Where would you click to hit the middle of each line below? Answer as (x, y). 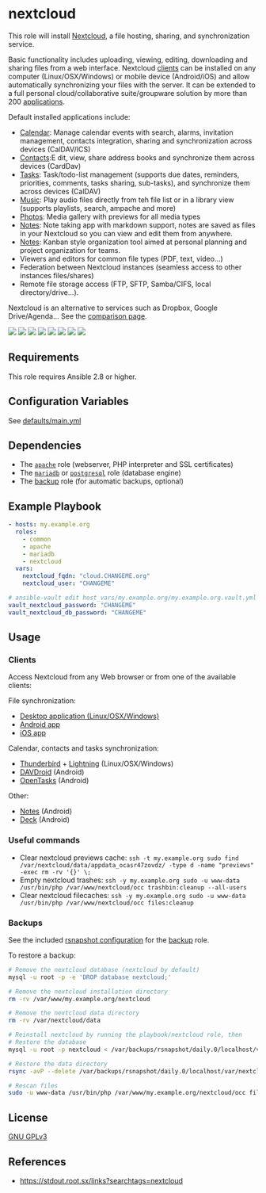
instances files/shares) (57, 275)
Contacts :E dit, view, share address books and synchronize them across (137, 157)
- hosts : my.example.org (49, 525)
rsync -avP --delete (42, 1071)
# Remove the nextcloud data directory (74, 1013)
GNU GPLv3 (28, 1137)
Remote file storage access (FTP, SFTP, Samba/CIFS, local (115, 284)
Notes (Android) (46, 811)
